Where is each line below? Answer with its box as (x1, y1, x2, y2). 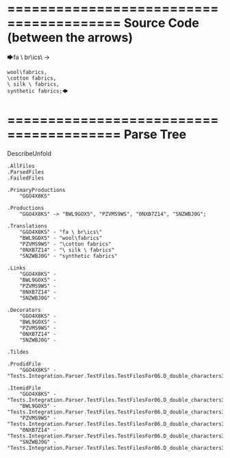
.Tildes (7, 348, 29, 355)
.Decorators (7, 306, 41, 313)
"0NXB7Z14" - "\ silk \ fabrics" (19, 246, 115, 254)
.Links (7, 265, 26, 272)
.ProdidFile (7, 361, 41, 367)
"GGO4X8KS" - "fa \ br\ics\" (19, 228, 103, 235)
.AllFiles (7, 162, 36, 169)
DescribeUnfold (7, 149, 52, 158)
